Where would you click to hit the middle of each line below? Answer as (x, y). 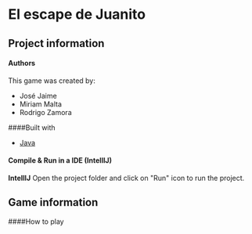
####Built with (32, 128)
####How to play (36, 221)
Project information (56, 43)
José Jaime (38, 95)
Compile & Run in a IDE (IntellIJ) (60, 160)
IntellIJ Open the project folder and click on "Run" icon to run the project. (126, 178)
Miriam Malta (41, 104)
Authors (22, 63)
